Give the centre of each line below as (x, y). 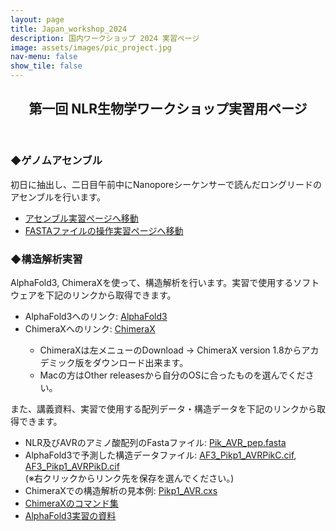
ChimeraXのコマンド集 (71, 503)
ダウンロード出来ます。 (140, 363)
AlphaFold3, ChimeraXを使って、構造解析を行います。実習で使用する (152, 283)
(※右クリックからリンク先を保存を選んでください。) (129, 478)
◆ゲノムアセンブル (56, 161)
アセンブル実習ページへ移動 (81, 218)
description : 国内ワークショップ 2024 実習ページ (105, 38)
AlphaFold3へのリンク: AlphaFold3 (96, 317)
